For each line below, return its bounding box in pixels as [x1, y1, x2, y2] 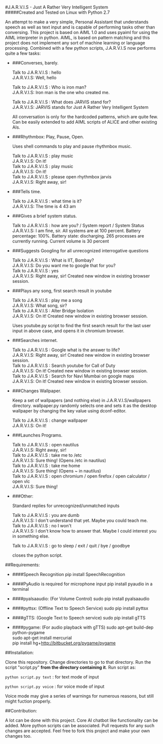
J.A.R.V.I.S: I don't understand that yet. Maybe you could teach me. [12, 517, 148, 523]
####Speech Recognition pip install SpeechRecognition [12, 572, 125, 577]
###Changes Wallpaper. [12, 388, 61, 394]
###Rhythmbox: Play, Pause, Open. [12, 134, 84, 139]
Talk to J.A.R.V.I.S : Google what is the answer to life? [12, 347, 120, 353]
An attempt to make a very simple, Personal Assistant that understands [5, 19, 149, 25]
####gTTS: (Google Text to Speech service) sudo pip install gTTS [12, 615, 146, 620]
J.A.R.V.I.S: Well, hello [12, 75, 56, 80]
